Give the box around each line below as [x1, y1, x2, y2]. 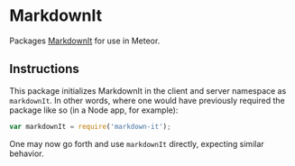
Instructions [9, 61, 79, 77]
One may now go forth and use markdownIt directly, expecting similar [9, 138, 264, 149]
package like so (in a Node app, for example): [9, 105, 179, 115]
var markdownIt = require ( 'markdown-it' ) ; [9, 122, 171, 131]
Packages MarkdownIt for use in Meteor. [9, 35, 161, 46]
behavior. [9, 148, 44, 159]
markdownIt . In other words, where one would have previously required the [9, 95, 286, 106]
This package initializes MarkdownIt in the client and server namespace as [9, 85, 287, 96]
